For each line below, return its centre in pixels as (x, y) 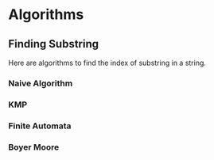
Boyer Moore (34, 147)
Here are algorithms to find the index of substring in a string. (107, 63)
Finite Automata (40, 126)
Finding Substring (54, 44)
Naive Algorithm (41, 83)
